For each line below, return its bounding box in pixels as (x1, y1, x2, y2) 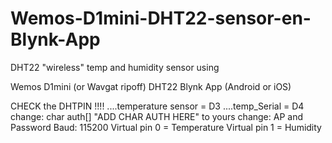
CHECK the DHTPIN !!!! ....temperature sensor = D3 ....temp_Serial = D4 (10, 100, 305, 112)
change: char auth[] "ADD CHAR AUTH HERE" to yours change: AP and (10, 110, 303, 122)
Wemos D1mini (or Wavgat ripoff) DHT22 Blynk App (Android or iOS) (10, 80, 292, 92)
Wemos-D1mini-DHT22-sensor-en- (10, 7, 312, 30)
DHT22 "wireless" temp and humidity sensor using (10, 61, 220, 73)
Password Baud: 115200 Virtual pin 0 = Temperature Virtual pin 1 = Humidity (10, 121, 322, 133)
